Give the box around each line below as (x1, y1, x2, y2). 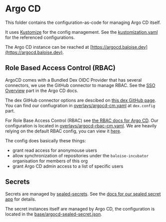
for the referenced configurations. (5, 34, 75, 40)
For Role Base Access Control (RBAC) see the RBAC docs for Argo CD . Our (5, 117, 159, 123)
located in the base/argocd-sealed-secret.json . (5, 211, 102, 217)
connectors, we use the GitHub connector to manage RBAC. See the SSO (5, 82, 156, 88)
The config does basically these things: (5, 137, 86, 143)
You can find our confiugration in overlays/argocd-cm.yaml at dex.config (5, 103, 156, 109)
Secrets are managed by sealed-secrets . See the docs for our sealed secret (5, 191, 161, 197)
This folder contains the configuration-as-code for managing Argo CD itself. (5, 19, 161, 25)
